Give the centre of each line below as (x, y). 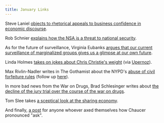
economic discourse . (26, 28)
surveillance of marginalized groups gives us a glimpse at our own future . (79, 53)
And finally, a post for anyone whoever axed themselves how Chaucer (75, 110)
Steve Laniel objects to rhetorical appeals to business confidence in (73, 23)
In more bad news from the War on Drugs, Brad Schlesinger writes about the (82, 86)
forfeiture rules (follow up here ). (37, 76)
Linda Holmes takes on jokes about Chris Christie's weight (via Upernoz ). (79, 62)
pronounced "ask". (24, 115)
